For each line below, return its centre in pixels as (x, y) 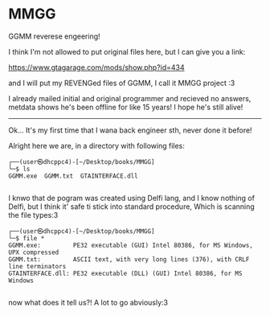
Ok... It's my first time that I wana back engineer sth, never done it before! (130, 130)
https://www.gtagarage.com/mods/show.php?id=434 (96, 67)
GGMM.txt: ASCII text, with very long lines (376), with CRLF (129, 259)
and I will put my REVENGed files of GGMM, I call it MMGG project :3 (122, 83)
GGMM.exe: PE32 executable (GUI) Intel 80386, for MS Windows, (131, 245)
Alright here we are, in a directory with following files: (96, 145)
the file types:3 (33, 215)
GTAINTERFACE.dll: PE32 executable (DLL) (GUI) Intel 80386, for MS (125, 273)
